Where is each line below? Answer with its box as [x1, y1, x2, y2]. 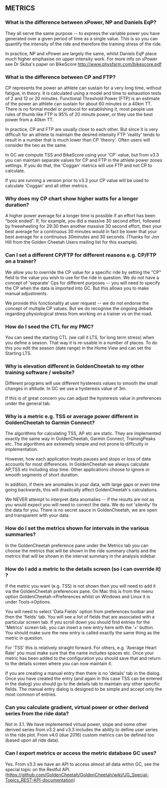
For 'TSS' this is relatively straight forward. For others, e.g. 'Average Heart [5, 645, 157, 651]
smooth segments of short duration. [5, 472, 79, 478]
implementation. [5, 446, 38, 453]
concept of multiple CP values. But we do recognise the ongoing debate [5, 305, 153, 311]
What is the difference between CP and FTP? [5, 73, 116, 80]
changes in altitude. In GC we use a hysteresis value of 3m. [5, 386, 127, 392]
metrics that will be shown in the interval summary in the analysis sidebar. [5, 553, 157, 559]
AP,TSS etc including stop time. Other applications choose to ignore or [5, 467, 150, 473]
